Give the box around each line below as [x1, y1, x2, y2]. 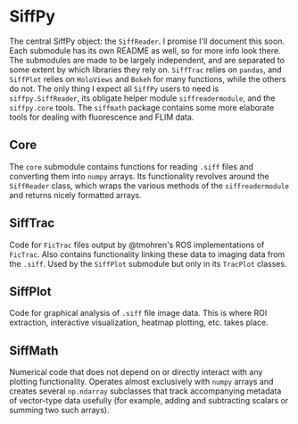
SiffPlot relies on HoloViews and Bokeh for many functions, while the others [9, 73, 286, 84]
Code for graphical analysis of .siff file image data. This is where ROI [9, 308, 268, 319]
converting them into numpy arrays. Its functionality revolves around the [9, 170, 269, 181]
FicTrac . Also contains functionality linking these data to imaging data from [9, 248, 286, 260]
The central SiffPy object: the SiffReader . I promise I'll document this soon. [9, 36, 286, 46]
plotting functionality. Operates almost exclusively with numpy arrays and [9, 377, 274, 387]
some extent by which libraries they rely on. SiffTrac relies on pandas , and [9, 64, 283, 75]
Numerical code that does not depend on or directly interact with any [9, 367, 263, 378]
